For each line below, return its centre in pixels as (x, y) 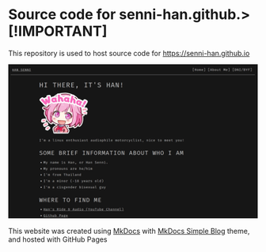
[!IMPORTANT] (58, 31)
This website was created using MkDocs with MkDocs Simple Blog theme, (129, 231)
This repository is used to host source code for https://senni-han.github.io (129, 53)
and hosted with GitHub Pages (58, 239)
